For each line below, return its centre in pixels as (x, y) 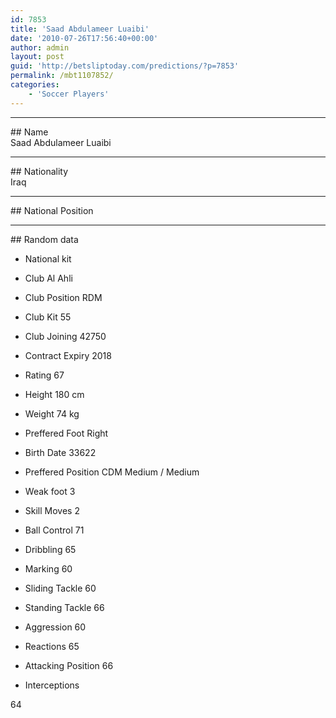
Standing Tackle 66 (64, 607)
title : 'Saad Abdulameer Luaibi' (80, 29)
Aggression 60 (55, 627)
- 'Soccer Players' (69, 94)
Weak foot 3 (50, 491)
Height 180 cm (54, 394)
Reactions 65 (52, 646)
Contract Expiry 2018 (68, 355)
